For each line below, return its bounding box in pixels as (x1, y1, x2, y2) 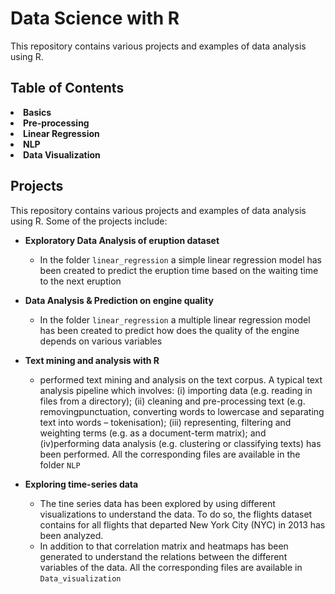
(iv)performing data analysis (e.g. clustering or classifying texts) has (39, 437, 322, 449)
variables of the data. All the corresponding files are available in (39, 561, 303, 573)
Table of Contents (10, 80, 125, 97)
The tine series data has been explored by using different (39, 497, 276, 509)
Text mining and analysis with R (24, 354, 160, 366)
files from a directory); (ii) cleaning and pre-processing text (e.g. (39, 395, 306, 407)
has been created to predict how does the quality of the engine (39, 324, 300, 336)
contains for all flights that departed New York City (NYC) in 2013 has (39, 518, 326, 531)
